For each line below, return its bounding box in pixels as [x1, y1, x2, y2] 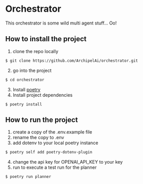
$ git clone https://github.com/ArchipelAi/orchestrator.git [5, 58, 138, 63]
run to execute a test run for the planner [12, 164, 97, 171]
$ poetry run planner [5, 174, 52, 179]
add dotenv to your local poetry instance [12, 140, 99, 146]
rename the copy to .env [12, 135, 64, 141]
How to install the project [5, 35, 87, 43]
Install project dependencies [12, 92, 73, 98]
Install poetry [12, 86, 41, 92]
